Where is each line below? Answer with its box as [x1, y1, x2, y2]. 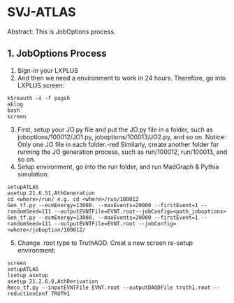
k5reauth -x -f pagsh [7, 94, 71, 101]
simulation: [17, 169, 50, 178]
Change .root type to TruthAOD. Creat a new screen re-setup [17, 239, 193, 247]
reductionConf [7, 290, 49, 297]
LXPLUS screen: [17, 81, 65, 90]
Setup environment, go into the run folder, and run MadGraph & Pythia [17, 162, 219, 171]
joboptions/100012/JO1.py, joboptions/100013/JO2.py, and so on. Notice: [17, 132, 226, 141]
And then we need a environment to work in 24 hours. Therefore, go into [17, 73, 226, 82]
